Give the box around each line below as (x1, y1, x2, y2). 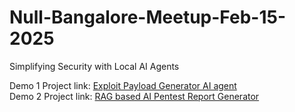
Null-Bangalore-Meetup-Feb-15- (9, 6, 286, 29)
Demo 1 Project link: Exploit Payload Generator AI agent (9, 79, 237, 91)
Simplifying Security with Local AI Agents (9, 60, 180, 72)
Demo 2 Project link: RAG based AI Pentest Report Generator (9, 90, 260, 102)
